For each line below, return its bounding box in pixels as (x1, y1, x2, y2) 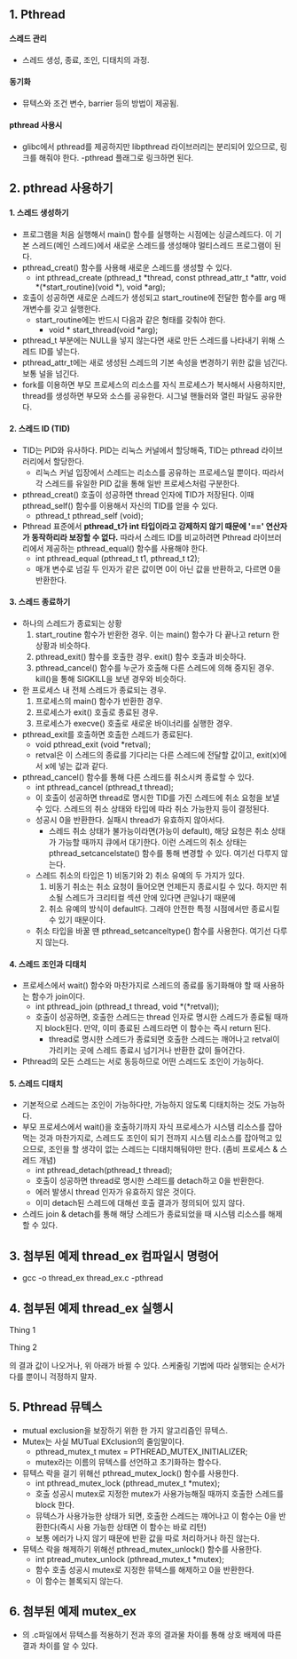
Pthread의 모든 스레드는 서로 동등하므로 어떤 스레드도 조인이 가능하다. (21, 1056, 264, 1067)
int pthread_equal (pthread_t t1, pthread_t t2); (35, 552, 200, 563)
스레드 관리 (9, 33, 47, 44)
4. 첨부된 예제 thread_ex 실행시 (9, 1300, 174, 1315)
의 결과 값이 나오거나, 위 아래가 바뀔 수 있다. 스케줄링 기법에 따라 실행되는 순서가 (9, 1361, 285, 1371)
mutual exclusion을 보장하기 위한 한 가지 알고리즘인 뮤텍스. (21, 1425, 229, 1435)
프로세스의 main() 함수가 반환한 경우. (35, 696, 163, 706)
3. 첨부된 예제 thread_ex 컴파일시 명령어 (9, 1248, 219, 1264)
